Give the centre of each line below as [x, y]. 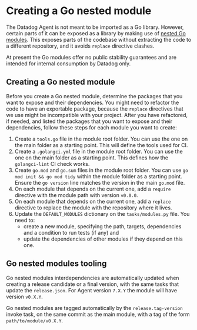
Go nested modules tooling [56, 264]
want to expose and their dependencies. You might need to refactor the [93, 102]
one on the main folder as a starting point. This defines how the [91, 158]
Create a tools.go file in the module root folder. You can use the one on [101, 139]
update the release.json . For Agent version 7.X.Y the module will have [92, 290]
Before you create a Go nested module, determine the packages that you [94, 96]
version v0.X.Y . [24, 296]
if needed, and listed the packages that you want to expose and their [89, 121]
